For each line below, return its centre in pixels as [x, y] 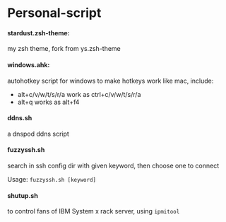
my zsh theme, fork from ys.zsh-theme [64, 49]
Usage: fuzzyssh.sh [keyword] [52, 179]
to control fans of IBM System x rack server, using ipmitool [94, 211]
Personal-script [54, 13]
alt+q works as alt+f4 [48, 102]
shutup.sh [23, 195]
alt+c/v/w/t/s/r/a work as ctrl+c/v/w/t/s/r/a [79, 94]
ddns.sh [20, 118]
